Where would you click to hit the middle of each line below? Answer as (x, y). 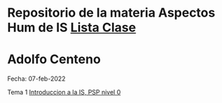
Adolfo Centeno (54, 60)
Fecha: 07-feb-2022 (36, 79)
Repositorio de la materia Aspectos (111, 13)
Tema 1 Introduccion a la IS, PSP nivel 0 (64, 93)
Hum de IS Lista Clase (72, 27)
